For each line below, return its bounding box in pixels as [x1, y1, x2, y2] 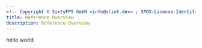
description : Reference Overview [6, 20, 90, 26]
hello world [6, 37, 34, 44]
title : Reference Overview [6, 14, 74, 20]
